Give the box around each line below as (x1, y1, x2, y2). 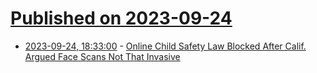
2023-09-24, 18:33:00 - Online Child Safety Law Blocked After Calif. (24, 40, 307, 52)
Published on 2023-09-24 (10, 7, 233, 30)
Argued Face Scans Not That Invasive (24, 50, 181, 62)
